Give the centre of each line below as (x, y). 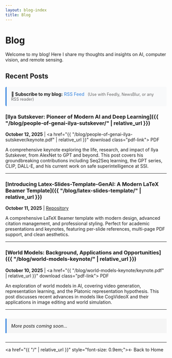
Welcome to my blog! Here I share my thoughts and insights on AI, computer (86, 54)
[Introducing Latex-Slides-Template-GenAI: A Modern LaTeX (82, 184)
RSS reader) (23, 99)
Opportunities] (142, 253)
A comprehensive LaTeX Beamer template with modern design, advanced (83, 218)
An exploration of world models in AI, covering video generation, (73, 286)
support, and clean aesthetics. (37, 235)
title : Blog (18, 15)
